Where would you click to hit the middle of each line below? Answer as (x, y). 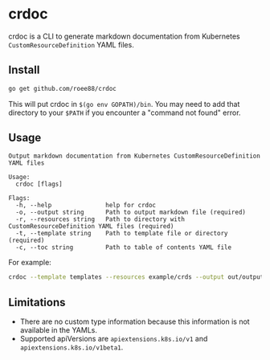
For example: (30, 263)
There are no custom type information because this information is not (135, 321)
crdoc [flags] (39, 184)
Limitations (37, 302)
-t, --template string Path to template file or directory (122, 234)
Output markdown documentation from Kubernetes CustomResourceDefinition (135, 156)
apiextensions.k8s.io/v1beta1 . (72, 347)
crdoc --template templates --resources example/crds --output (117, 277)
